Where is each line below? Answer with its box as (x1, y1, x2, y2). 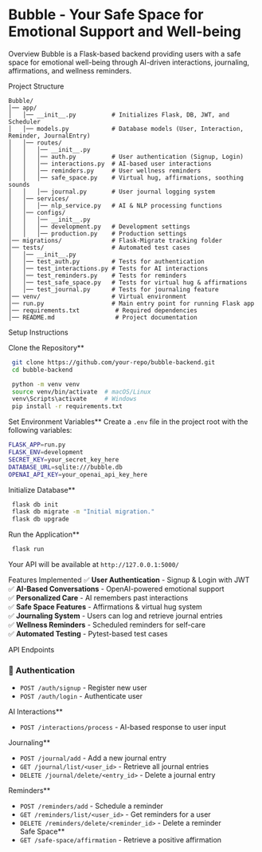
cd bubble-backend (11, 366, 73, 374)
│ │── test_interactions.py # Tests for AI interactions (8, 264, 209, 272)
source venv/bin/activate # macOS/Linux (11, 387, 151, 396)
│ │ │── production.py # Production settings (8, 229, 187, 237)
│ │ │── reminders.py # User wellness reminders (8, 166, 201, 175)
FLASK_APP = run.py (8, 441, 66, 449)
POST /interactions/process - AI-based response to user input (19, 723, 226, 732)
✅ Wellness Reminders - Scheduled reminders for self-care (8, 620, 205, 630)
